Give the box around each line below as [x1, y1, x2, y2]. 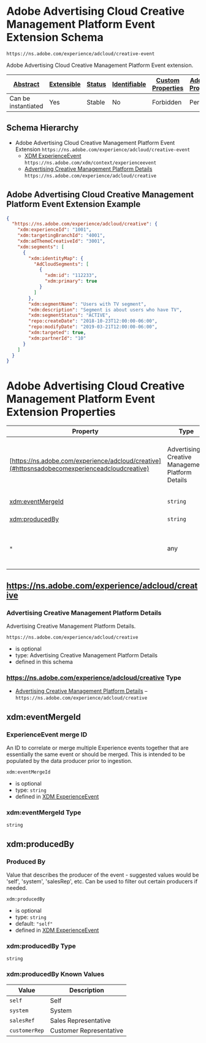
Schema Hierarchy [6, 123, 79, 133]
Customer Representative [50, 1026, 124, 1034]
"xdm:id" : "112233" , [45, 272, 97, 279]
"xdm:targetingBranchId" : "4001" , [17, 232, 105, 239]
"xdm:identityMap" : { [28, 255, 84, 262]
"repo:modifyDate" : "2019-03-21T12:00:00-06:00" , [28, 324, 158, 330]
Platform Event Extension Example [6, 199, 141, 209]
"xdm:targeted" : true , [28, 330, 86, 336]
